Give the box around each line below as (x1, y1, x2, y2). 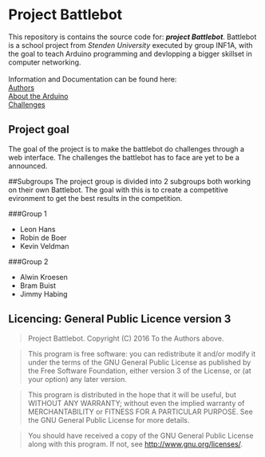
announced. (8, 161, 48, 171)
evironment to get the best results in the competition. (8, 193, 183, 203)
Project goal (8, 123, 69, 136)
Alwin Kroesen (19, 272, 68, 282)
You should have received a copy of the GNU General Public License (27, 431, 254, 440)
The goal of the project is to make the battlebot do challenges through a (8, 144, 245, 153)
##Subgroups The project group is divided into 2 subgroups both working (8, 176, 251, 186)
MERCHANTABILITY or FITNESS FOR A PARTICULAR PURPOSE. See (27, 407, 253, 416)
